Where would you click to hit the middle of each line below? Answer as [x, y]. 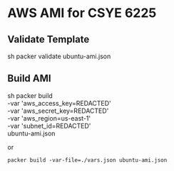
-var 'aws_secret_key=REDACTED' [58, 111]
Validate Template [48, 39]
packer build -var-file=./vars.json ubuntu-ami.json [87, 160]
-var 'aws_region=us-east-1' [49, 118]
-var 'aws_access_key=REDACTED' [60, 103]
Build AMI [29, 78]
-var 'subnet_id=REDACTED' [49, 126]
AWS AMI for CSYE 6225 [82, 13]
